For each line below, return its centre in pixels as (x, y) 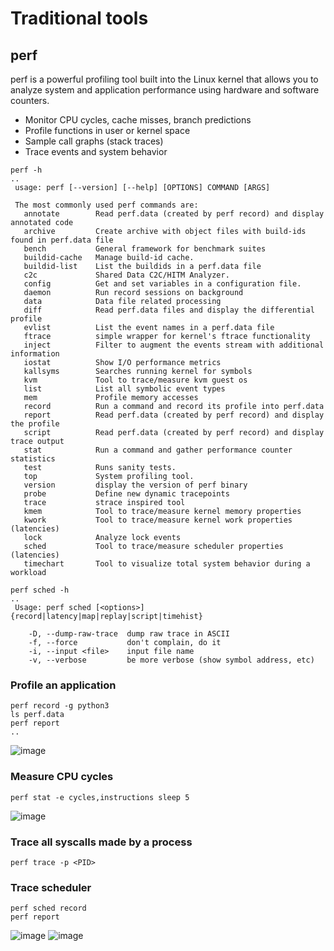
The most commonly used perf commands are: (106, 205)
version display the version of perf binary (135, 485)
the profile (35, 424)
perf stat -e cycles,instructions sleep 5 (100, 797)
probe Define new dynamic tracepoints (126, 494)
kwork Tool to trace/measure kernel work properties (158, 520)
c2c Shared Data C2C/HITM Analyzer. (126, 275)
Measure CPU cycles (62, 777)
